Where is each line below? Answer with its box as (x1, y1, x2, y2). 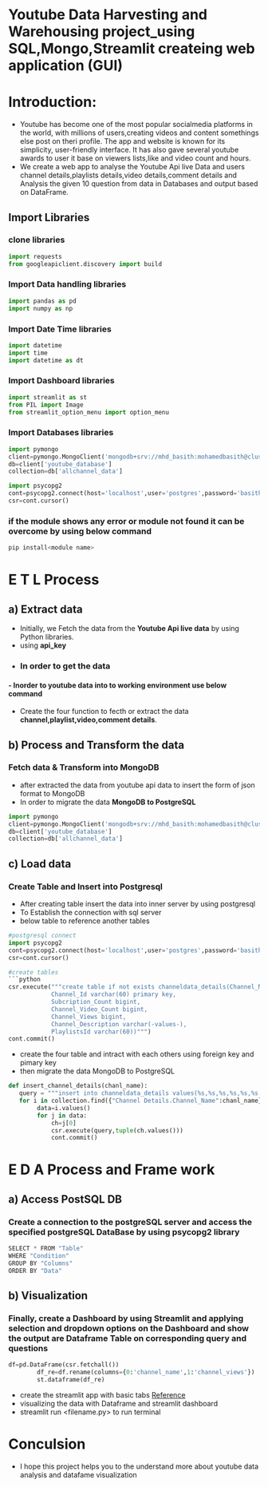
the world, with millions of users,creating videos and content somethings (19, 128, 259, 137)
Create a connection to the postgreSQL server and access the (8, 1216, 253, 1227)
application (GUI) (8, 57, 124, 75)
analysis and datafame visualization (19, 1469, 137, 1479)
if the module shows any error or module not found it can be (8, 515, 245, 526)
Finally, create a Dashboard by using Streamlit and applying (8, 1312, 244, 1323)
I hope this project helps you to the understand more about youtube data (19, 1461, 259, 1471)
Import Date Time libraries (8, 323, 112, 335)
